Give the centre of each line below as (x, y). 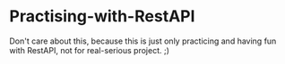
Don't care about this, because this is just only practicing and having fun (143, 41)
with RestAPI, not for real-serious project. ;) (90, 50)
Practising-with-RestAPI (102, 16)
